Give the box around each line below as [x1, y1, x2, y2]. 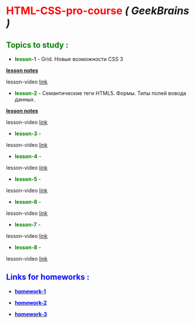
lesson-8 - [14, 244, 41, 251]
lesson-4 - [14, 153, 42, 160]
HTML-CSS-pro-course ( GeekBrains [6, 4, 190, 18]
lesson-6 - [14, 198, 41, 205]
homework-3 [14, 310, 48, 318]
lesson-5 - [14, 176, 41, 183]
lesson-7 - [14, 221, 41, 228]
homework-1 [14, 288, 46, 295]
